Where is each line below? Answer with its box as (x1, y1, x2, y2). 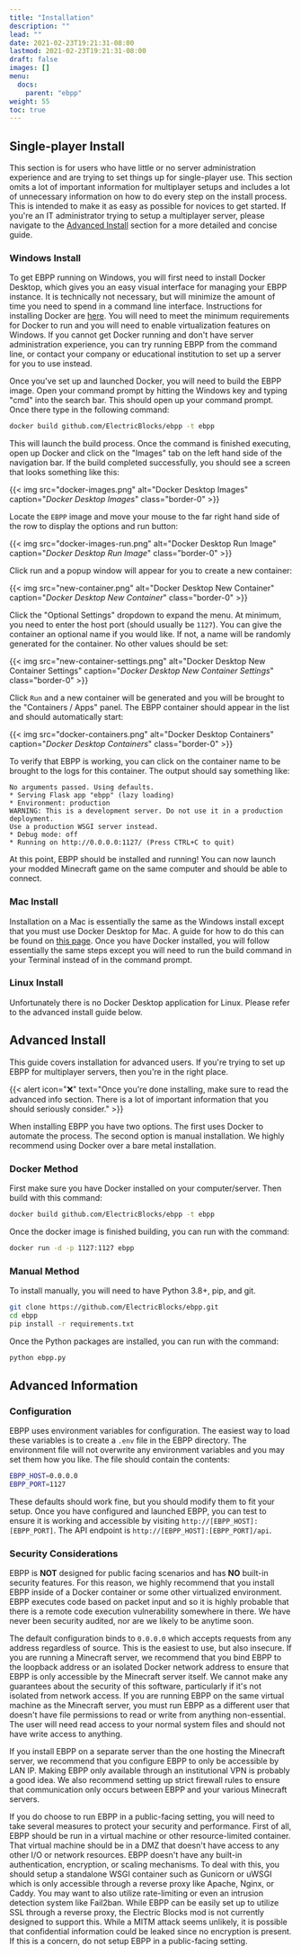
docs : (17, 80, 39, 89)
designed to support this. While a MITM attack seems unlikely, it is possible (9, 1916, 288, 1927)
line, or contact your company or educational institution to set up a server (9, 348, 281, 360)
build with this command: (9, 1192, 103, 1203)
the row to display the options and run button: (9, 521, 178, 532)
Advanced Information (9, 1378, 138, 1393)
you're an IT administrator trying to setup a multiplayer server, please (9, 211, 265, 221)
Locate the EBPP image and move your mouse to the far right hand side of (9, 511, 280, 522)
